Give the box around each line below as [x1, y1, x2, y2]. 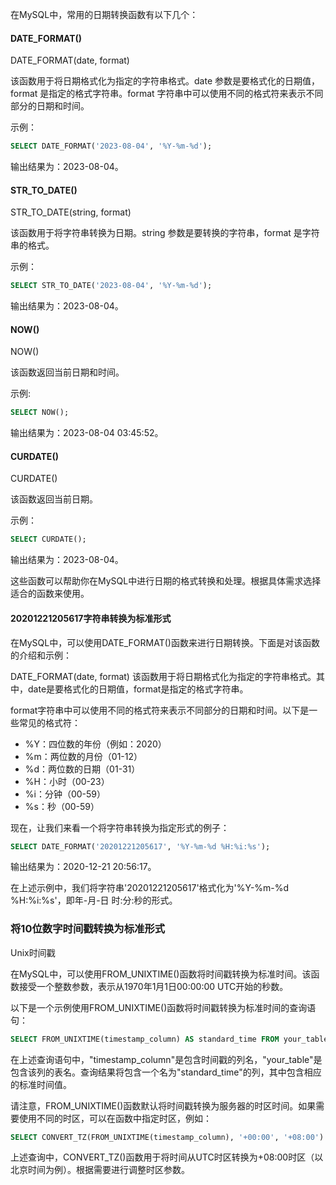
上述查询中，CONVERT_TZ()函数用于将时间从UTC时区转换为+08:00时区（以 [10, 1151, 324, 1163]
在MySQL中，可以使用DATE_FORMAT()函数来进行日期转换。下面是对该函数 [10, 636, 320, 648]
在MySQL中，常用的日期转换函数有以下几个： [10, 9, 199, 20]
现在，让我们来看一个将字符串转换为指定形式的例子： [10, 821, 230, 833]
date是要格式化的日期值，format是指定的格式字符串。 [27, 683, 249, 695]
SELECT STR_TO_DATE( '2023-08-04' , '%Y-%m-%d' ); [10, 281, 213, 291]
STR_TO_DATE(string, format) [10, 206, 132, 218]
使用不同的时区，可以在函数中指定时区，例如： [18, 1112, 212, 1124]
